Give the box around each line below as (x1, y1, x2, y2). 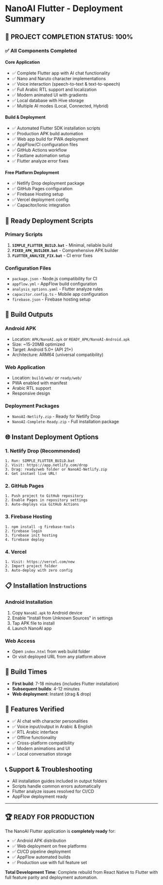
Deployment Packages (5, 402, 60, 409)
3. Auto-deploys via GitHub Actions (5, 502, 79, 507)
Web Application (5, 363, 45, 370)
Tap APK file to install (12, 620, 55, 626)
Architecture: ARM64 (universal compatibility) (12, 351, 104, 358)
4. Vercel (5, 548, 27, 555)
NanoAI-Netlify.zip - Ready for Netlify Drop (12, 414, 100, 419)
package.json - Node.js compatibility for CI (12, 276, 98, 282)
